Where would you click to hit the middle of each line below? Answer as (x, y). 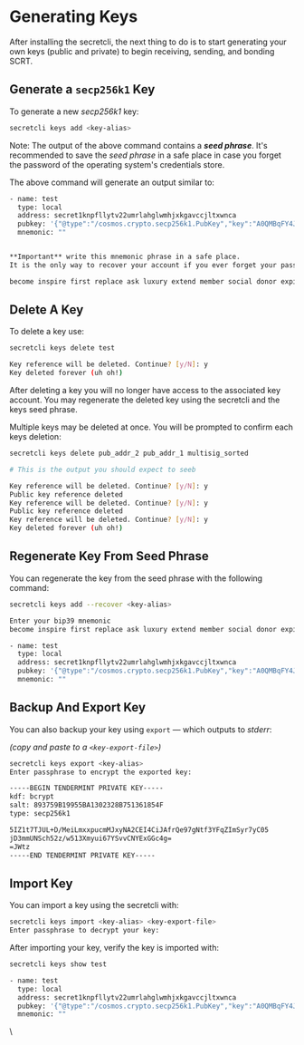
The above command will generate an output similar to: (112, 182)
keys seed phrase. (44, 410)
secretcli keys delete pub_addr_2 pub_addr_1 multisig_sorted (129, 454)
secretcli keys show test (58, 964)
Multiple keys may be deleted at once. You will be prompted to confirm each (152, 427)
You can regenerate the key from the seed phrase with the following (136, 578)
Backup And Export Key (78, 707)
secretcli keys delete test (62, 348)
